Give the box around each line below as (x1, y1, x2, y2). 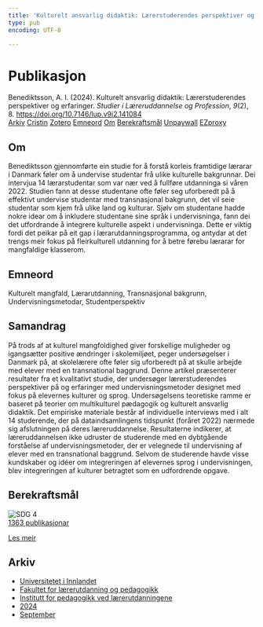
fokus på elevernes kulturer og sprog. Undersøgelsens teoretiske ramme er (8, 390, 252, 400)
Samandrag (8, 320, 67, 333)
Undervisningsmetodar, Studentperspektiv (8, 296, 145, 306)
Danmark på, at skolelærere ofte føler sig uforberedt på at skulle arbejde (8, 357, 243, 366)
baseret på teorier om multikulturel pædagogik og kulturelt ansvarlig (8, 398, 229, 409)
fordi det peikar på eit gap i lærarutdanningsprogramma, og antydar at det (8, 229, 247, 238)
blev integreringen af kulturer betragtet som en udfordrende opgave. (8, 465, 230, 475)
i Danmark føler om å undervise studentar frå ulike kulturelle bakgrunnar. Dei (8, 170, 256, 179)
